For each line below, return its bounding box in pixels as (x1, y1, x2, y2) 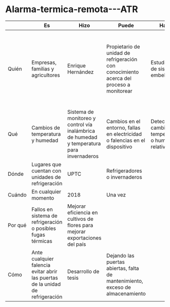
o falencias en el (106, 137, 145, 144)
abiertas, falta (106, 264, 139, 272)
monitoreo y (67, 114, 96, 122)
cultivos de (67, 215, 94, 222)
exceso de (106, 284, 132, 291)
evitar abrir (31, 267, 58, 275)
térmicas (31, 237, 53, 244)
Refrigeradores (106, 167, 143, 174)
